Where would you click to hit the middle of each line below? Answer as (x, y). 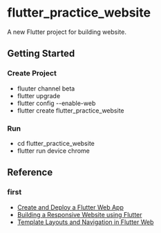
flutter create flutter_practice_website (70, 110)
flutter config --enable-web (56, 103)
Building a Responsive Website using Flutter (80, 214)
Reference (30, 173)
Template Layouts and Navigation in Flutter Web (85, 222)
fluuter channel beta (46, 88)
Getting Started (41, 54)
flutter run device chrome (53, 151)
